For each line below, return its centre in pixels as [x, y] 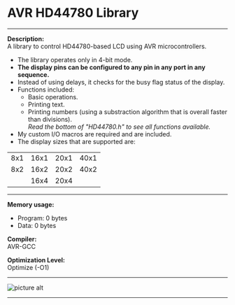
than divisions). [50, 119]
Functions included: [46, 90]
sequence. [33, 74]
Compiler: [22, 239]
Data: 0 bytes [37, 225]
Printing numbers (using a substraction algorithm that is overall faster [128, 112]
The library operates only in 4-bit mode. [75, 59]
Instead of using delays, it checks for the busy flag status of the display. [121, 82]
